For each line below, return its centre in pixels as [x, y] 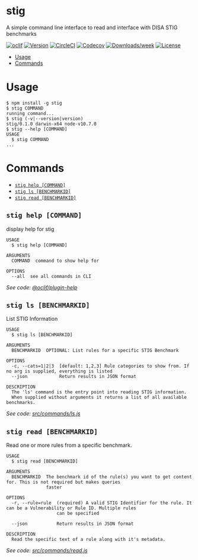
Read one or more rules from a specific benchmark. [69, 445]
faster [54, 487]
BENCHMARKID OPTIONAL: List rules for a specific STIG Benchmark [95, 351]
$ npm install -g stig [34, 103]
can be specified [78, 514]
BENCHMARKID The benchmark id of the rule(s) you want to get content [102, 477]
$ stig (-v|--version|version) [45, 118]
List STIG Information [32, 319]
